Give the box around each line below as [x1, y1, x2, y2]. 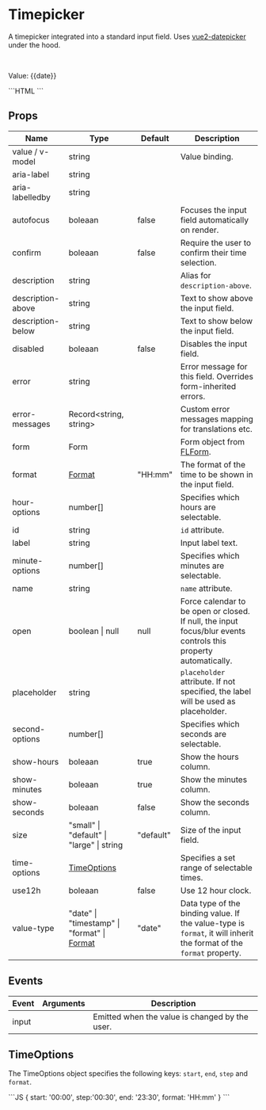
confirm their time [180, 247, 247, 258]
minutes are [180, 560, 225, 571]
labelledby [12, 192, 51, 203]
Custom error [180, 403, 230, 414]
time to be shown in [180, 469, 253, 480]
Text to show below [180, 315, 253, 326]
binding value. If [180, 907, 240, 918]
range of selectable [180, 862, 253, 873]
